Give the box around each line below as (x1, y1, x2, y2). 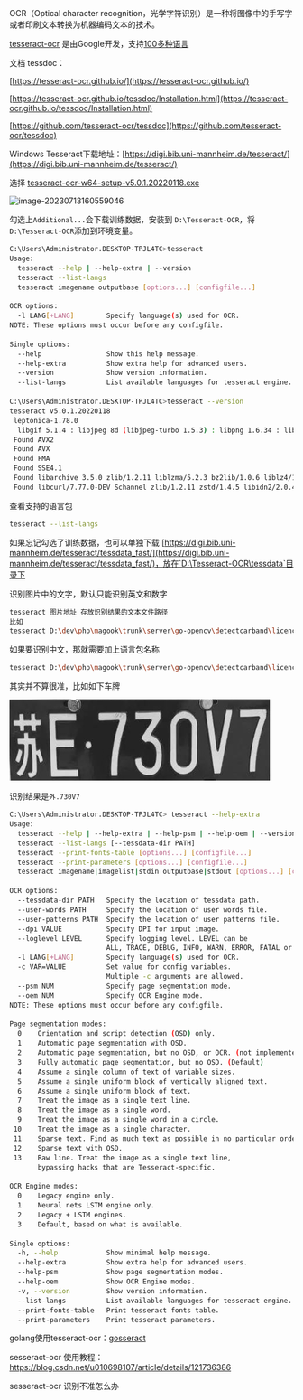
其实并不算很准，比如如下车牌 (9, 681, 120, 691)
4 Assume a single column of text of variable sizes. (17, 1067, 236, 1076)
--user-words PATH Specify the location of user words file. (17, 905, 269, 915)
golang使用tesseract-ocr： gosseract (9, 1332, 146, 1344)
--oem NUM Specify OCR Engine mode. (17, 991, 204, 1001)
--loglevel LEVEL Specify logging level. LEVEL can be (17, 934, 248, 943)
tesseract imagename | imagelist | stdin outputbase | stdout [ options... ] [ (17, 867, 293, 877)
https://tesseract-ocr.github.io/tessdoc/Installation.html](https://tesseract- (12, 93, 289, 104)
